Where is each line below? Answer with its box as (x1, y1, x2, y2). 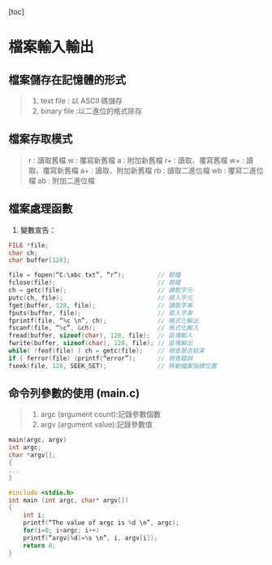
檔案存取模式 (8, 132, 73, 146)
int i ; (23, 511, 45, 519)
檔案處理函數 (8, 202, 73, 216)
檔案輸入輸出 (8, 38, 95, 56)
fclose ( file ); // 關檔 (8, 278, 181, 287)
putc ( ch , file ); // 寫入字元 (8, 293, 193, 302)
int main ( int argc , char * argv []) (8, 496, 129, 504)
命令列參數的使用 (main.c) (8, 387, 140, 401)
